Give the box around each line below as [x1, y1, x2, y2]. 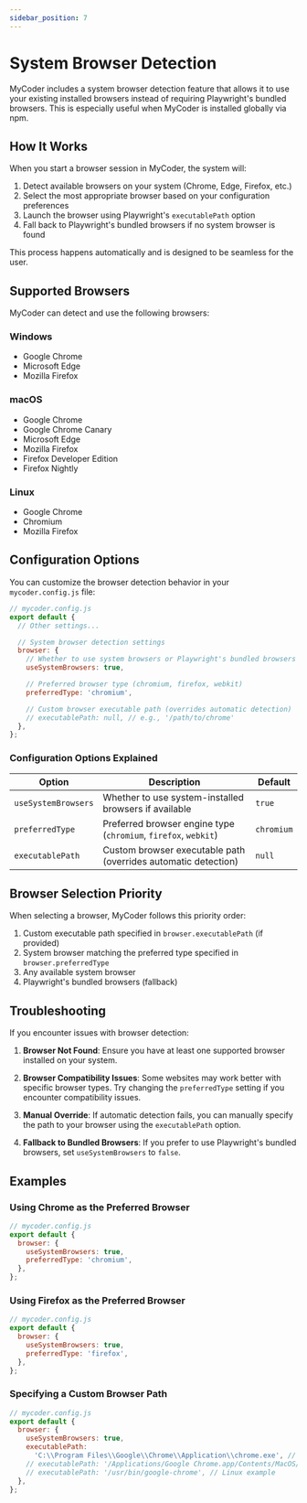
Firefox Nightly [22, 463, 79, 474]
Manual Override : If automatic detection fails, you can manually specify [22, 1110, 294, 1121]
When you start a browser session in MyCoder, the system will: [9, 163, 247, 174]
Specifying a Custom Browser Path [9, 1388, 167, 1401]
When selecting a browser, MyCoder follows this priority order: [9, 910, 247, 921]
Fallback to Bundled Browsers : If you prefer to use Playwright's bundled [22, 1137, 297, 1148]
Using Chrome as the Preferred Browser [9, 1200, 190, 1213]
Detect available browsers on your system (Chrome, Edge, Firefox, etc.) [22, 180, 292, 192]
